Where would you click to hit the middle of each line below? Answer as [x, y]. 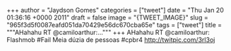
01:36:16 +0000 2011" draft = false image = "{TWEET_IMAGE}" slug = [108, 17]
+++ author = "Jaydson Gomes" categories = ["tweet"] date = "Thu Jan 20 [115, 10]
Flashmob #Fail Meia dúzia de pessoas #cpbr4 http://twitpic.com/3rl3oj [111, 40]
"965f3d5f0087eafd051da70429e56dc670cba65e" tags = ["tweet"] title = [114, 25]
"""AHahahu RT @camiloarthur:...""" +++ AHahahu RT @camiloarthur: [108, 32]
